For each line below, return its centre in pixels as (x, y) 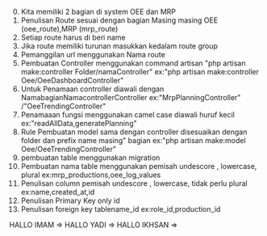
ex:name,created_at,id (58, 192)
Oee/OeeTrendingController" (68, 149)
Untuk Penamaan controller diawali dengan (92, 89)
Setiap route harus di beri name (73, 37)
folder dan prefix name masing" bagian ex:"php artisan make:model (133, 140)
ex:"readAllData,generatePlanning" (79, 123)
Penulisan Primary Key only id (70, 200)
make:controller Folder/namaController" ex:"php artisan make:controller (140, 72)
